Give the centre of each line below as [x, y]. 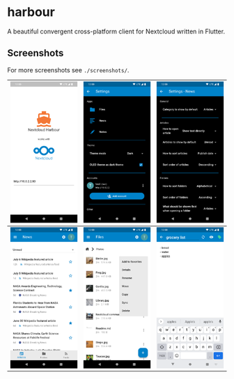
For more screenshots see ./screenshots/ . [68, 70]
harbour [31, 12]
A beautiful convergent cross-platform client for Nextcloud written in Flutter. [116, 31]
